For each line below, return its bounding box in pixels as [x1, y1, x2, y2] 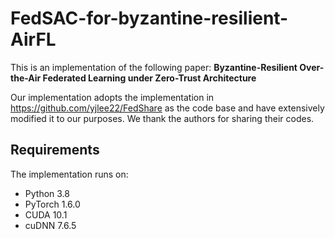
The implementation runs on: [10, 168, 129, 180]
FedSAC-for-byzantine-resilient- [10, 7, 289, 30]
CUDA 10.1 [24, 208, 68, 221]
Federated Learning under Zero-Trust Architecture [42, 72, 257, 84]
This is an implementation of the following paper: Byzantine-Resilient [10, 61, 298, 73]
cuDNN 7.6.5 [24, 219, 77, 231]
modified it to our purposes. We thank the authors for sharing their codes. [10, 112, 315, 124]
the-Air [10, 72, 42, 84]
